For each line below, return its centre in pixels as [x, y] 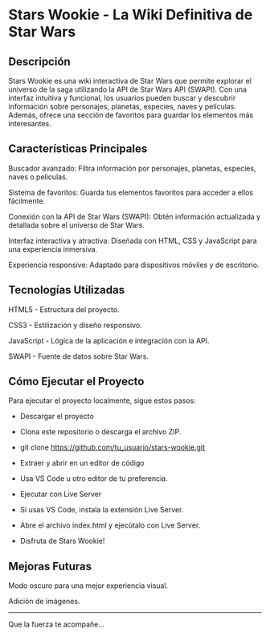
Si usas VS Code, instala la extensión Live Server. [102, 510]
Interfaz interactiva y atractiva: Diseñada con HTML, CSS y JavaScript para [133, 240]
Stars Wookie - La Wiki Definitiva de [131, 15]
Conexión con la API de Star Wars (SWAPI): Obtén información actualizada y [135, 216]
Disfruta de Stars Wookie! [62, 541]
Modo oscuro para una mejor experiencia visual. [88, 586]
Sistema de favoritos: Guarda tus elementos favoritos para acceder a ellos [131, 192]
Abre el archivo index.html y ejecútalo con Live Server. [110, 525]
